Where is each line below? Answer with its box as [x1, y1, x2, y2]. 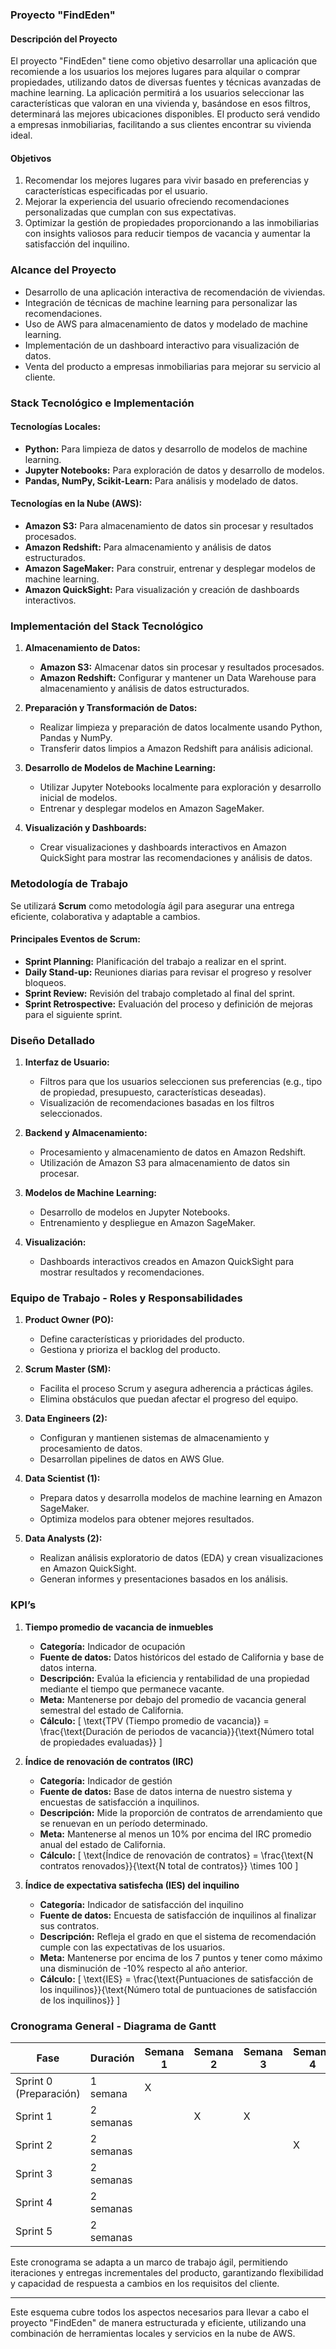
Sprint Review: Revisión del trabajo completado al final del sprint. [24, 987, 295, 999]
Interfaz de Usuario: [24, 1056, 110, 1068]
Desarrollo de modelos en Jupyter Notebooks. [39, 1206, 231, 1218]
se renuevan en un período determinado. [39, 1817, 208, 1829]
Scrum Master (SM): [24, 1363, 112, 1375]
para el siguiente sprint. [24, 1008, 123, 1020]
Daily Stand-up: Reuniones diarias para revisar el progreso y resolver [24, 966, 312, 978]
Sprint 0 [15, 2074, 53, 2088]
